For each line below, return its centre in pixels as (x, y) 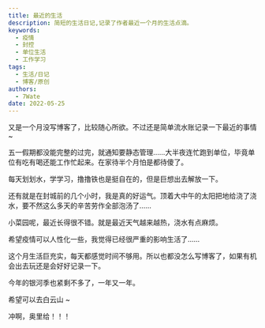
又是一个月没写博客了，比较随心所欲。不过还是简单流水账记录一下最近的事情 (132, 127)
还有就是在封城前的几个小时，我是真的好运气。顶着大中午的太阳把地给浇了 (129, 196)
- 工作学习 (31, 60)
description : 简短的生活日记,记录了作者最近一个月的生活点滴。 (101, 23)
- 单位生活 (31, 52)
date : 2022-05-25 (37, 104)
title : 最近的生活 (35, 15)
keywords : (24, 30)
